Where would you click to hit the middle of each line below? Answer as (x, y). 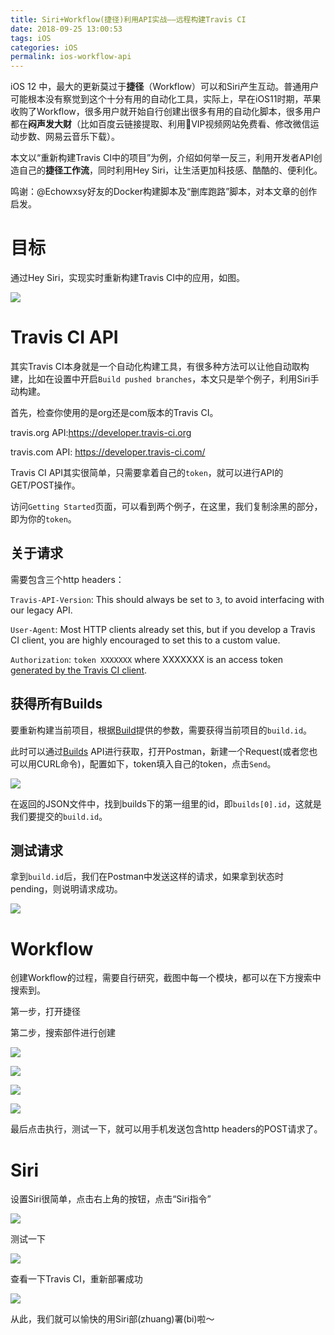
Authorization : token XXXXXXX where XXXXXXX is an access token (147, 659)
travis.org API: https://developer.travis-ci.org (101, 432)
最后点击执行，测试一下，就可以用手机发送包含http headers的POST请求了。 (166, 1129)
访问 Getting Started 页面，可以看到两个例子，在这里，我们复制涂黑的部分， (166, 506)
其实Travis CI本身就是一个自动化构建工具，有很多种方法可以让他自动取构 (160, 366)
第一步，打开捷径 (45, 1012)
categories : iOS (44, 47)
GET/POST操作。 (45, 485)
